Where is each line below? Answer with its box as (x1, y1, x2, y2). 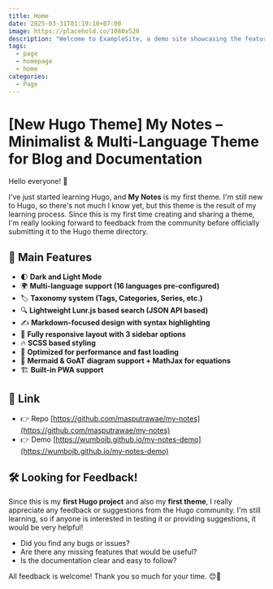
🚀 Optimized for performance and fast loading (19, 347, 179, 357)
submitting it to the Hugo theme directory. (8, 227, 149, 237)
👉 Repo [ (19, 414, 54, 424)
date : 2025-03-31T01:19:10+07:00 (8, 20, 122, 28)
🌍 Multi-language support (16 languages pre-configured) (19, 281, 220, 291)
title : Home (8, 11, 49, 20)
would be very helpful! (8, 522, 84, 532)
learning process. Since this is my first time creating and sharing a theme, (8, 209, 255, 220)
